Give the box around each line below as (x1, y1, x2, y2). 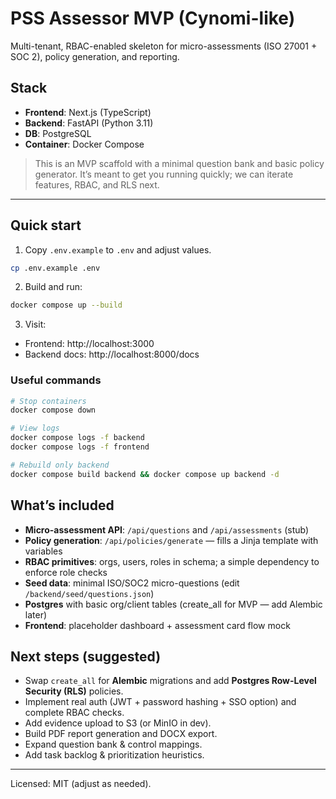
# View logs (10, 423, 60, 434)
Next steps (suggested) (10, 648, 162, 665)
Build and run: (24, 281, 83, 293)
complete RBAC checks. (24, 707, 125, 719)
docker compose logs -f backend (10, 433, 145, 443)
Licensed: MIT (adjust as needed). (10, 778, 152, 790)
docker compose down (10, 405, 97, 416)
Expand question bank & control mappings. (24, 738, 203, 751)
